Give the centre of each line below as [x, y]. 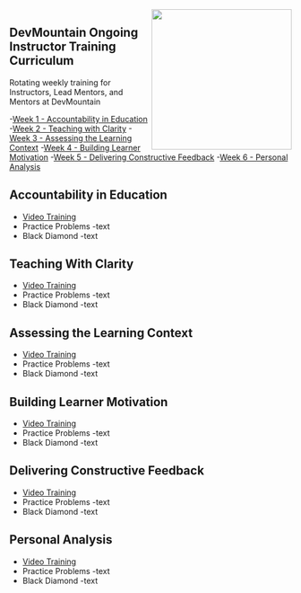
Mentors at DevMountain [55, 102]
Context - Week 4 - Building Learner [75, 147]
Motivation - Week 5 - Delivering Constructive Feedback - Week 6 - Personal [149, 157]
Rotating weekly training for [60, 82]
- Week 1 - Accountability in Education [78, 119]
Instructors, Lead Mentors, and [66, 92]
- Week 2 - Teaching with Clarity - [71, 128]
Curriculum [42, 61]
